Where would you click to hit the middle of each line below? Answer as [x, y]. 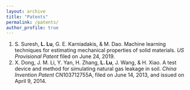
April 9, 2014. [30, 81]
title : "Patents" [27, 17]
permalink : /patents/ [32, 22]
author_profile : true [32, 28]
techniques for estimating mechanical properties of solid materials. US [99, 51]
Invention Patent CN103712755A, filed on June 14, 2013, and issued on [99, 75]
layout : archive [26, 11]
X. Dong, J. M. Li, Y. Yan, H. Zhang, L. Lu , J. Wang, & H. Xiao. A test [95, 63]
